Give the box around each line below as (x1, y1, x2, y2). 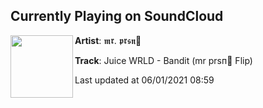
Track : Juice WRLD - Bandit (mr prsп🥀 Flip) (74, 54, 253, 66)
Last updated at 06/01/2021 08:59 (74, 74, 215, 86)
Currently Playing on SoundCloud (10, 8, 224, 25)
